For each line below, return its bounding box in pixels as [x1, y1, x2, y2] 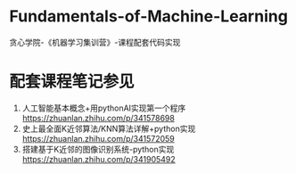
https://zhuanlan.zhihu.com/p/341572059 [21, 133, 176, 144]
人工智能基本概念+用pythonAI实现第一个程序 [21, 103, 186, 113]
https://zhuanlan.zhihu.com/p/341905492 [21, 153, 176, 164]
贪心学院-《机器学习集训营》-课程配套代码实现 [9, 37, 181, 47]
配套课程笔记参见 [9, 71, 136, 92]
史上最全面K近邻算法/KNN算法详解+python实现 [21, 123, 196, 134]
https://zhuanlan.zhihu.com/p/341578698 [21, 112, 176, 123]
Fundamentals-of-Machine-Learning [9, 6, 288, 27]
